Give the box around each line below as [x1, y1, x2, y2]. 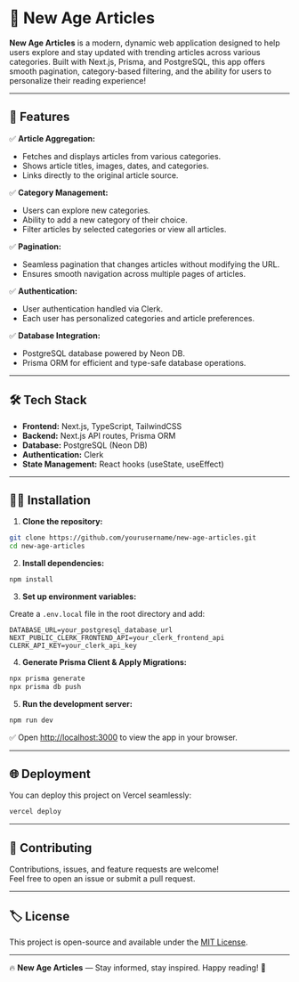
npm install [9, 575, 53, 584]
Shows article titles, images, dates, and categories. [21, 160, 209, 171]
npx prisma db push [9, 682, 82, 691]
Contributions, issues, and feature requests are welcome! [9, 864, 220, 875]
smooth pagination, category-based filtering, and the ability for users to [9, 66, 271, 77]
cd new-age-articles [9, 542, 86, 551]
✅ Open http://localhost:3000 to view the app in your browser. [9, 732, 238, 743]
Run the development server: [21, 698, 133, 709]
